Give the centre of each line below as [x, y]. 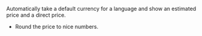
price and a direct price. [36, 15]
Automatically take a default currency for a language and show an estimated [101, 9]
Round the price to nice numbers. [57, 27]
